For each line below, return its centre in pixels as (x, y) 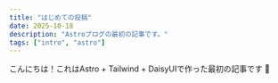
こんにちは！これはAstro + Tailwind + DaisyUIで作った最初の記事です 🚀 (139, 69)
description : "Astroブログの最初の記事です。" (89, 34)
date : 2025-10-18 (41, 26)
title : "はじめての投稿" (50, 17)
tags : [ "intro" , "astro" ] (57, 42)
